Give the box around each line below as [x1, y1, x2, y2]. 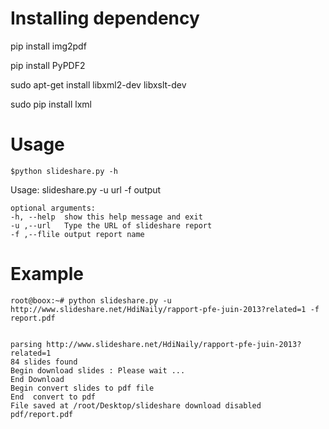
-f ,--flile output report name [10, 229, 145, 239]
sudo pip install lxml [10, 98, 93, 110]
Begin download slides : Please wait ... [10, 365, 186, 376]
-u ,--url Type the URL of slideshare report [10, 220, 213, 231]
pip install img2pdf [10, 40, 87, 52]
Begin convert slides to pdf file [10, 383, 155, 393]
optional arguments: [10, 203, 97, 213]
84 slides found [10, 357, 78, 367]
